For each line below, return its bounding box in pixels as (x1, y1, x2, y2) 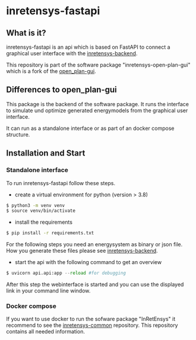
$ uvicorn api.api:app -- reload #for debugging (6, 270, 127, 277)
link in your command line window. (6, 287, 91, 294)
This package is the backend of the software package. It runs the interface (6, 100, 189, 107)
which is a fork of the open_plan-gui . (6, 68, 96, 75)
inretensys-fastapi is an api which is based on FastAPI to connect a (6, 43, 170, 50)
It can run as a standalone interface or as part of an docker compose (6, 125, 175, 132)
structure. (6, 131, 30, 138)
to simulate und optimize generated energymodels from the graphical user (6, 107, 188, 114)
